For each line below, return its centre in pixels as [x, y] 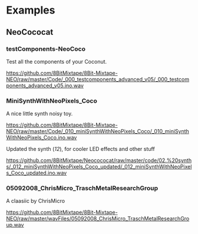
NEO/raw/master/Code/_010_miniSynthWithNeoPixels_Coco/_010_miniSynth [98, 131]
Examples [31, 10]
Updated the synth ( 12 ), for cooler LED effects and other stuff [80, 149]
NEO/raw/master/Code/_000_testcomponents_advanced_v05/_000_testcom [98, 79]
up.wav [15, 225]
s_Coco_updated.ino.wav [37, 173]
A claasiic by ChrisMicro [36, 201]
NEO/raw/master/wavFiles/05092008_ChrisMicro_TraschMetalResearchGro [98, 219]
